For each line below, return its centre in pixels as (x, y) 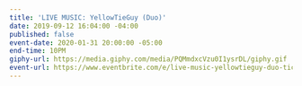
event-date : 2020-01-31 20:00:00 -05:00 (86, 43)
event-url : (30, 68)
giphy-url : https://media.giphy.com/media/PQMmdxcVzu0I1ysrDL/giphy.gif (148, 59)
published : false (42, 34)
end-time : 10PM (38, 51)
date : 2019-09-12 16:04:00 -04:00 (74, 26)
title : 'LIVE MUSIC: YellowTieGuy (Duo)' (88, 17)
